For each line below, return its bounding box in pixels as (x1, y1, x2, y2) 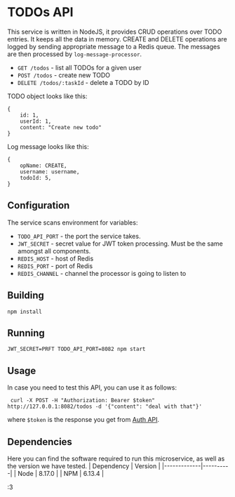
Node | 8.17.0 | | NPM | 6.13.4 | (17, 470, 104, 477)
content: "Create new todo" (20, 124, 102, 131)
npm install (7, 308, 42, 315)
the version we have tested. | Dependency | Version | (7, 462, 161, 470)
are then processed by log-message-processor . (7, 50, 142, 58)
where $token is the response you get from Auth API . (7, 416, 160, 424)
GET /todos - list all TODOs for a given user (17, 63, 142, 72)
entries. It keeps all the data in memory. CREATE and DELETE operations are (7, 34, 227, 43)
